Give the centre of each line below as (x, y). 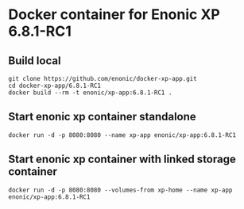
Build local (35, 61)
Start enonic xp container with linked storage (122, 160)
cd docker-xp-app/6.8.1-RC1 (55, 85)
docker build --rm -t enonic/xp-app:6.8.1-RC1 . (90, 93)
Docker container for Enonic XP (114, 15)
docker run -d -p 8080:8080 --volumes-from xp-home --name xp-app (120, 190)
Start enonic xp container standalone (102, 117)
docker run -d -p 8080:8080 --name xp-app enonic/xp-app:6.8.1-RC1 (122, 135)
